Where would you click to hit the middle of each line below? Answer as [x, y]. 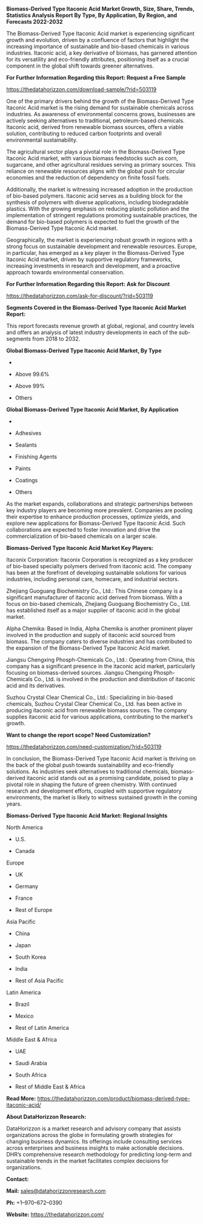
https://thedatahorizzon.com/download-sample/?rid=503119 [82, 89]
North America [25, 827]
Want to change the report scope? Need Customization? [78, 735]
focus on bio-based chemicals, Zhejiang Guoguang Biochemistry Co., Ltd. [98, 604]
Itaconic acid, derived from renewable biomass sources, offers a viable [95, 127]
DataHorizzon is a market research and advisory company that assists [94, 1128]
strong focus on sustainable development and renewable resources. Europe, [101, 246]
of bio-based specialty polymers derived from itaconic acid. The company [99, 566]
